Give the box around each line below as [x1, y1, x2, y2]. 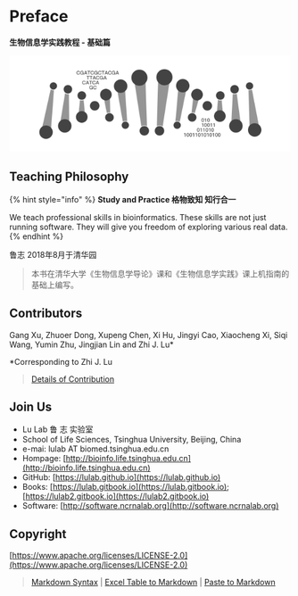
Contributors [9, 306, 83, 321]
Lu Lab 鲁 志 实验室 [21, 424, 94, 435]
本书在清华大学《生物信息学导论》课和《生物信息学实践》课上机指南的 [30, 268, 290, 278]
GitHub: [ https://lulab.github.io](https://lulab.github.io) [21, 472, 221, 483]
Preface [9, 6, 69, 27]
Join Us [9, 400, 53, 415]
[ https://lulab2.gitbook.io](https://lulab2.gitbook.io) [21, 491, 210, 501]
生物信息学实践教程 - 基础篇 [9, 37, 112, 47]
